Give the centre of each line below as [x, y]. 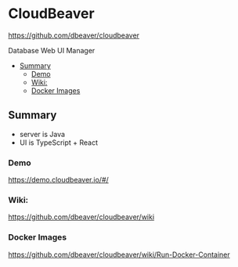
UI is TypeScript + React [59, 143]
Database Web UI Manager [52, 50]
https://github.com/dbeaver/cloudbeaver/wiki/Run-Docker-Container [119, 254]
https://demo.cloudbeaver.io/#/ [59, 180]
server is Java [42, 134]
